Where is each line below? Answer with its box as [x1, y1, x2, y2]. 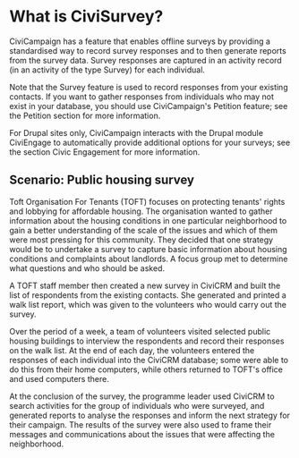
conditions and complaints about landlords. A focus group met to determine [9, 253, 288, 264]
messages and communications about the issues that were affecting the [9, 428, 276, 439]
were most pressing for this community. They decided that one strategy [9, 234, 274, 245]
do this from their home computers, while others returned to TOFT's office [9, 364, 284, 375]
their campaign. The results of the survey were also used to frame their [9, 419, 272, 430]
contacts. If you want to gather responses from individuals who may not [9, 91, 275, 102]
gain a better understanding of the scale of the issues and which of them [9, 225, 278, 235]
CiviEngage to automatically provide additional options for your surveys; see [9, 137, 291, 148]
